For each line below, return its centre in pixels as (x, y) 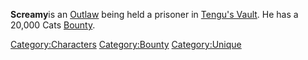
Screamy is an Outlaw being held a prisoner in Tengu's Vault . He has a (154, 14)
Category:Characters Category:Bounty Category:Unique (126, 44)
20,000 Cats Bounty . (53, 25)
